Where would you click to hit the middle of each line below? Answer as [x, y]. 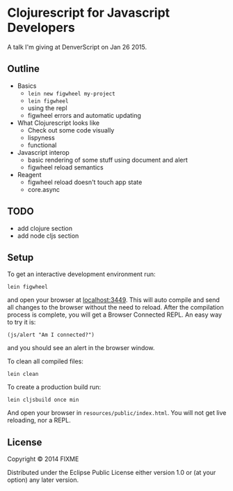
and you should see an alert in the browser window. [81, 348]
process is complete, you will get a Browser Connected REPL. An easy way [115, 315]
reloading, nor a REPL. [39, 421]
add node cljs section [48, 236]
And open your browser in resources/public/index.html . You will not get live [117, 413]
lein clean [23, 375]
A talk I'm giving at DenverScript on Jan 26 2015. [77, 47]
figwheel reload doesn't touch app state [85, 182]
